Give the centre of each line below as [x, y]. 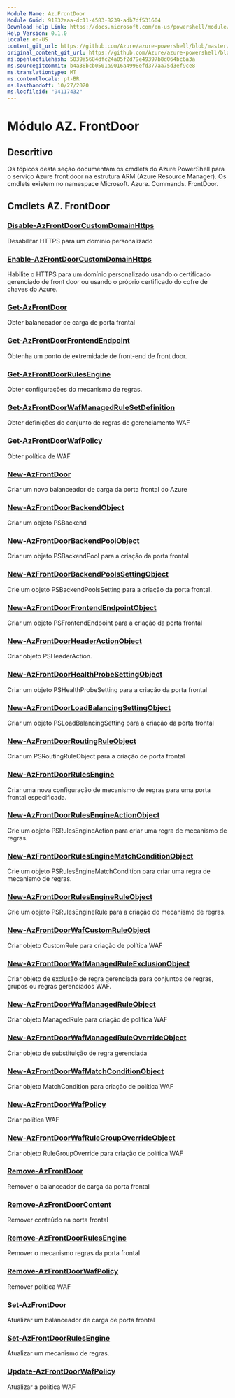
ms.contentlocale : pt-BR [43, 79]
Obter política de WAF [39, 456]
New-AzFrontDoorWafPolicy [57, 1104]
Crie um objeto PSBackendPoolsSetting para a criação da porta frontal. [109, 589]
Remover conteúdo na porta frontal [58, 1220]
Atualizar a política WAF [42, 1387]
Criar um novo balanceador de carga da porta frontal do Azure [97, 489]
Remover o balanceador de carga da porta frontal [79, 1186]
